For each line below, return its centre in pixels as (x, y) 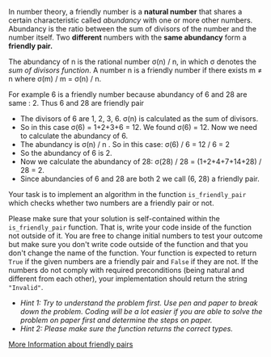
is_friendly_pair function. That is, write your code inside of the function (130, 227)
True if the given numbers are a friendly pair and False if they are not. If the (133, 261)
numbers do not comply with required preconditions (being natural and (127, 270)
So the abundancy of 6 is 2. (66, 153)
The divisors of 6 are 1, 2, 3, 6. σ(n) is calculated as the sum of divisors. (139, 119)
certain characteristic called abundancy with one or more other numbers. (131, 20)
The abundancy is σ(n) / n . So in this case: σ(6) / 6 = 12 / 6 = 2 (125, 144)
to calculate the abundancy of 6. (74, 136)
